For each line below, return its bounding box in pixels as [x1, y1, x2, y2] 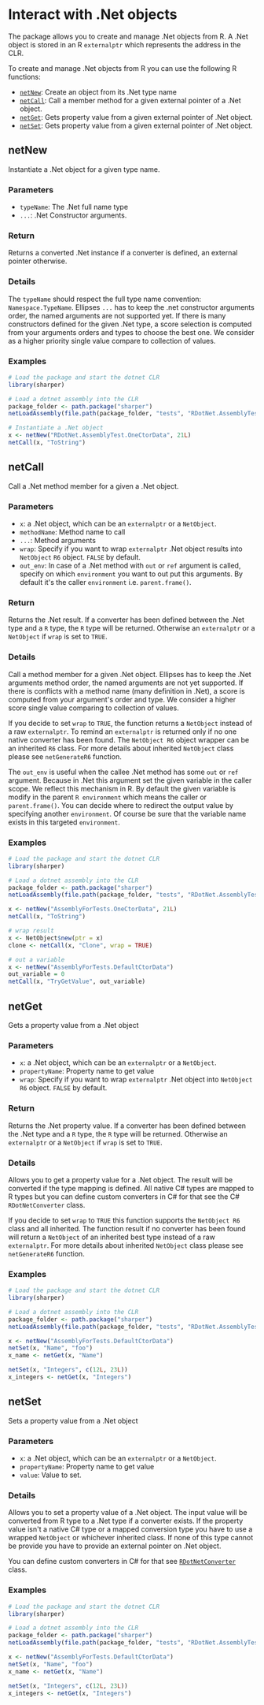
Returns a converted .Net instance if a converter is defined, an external [8, 248, 238, 258]
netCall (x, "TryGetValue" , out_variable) [8, 977, 146, 986]
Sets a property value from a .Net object [8, 1416, 139, 1425]
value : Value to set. [19, 1470, 82, 1480]
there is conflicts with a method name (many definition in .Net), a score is [8, 686, 245, 695]
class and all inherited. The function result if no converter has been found [8, 1223, 246, 1233]
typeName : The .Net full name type [19, 203, 128, 212]
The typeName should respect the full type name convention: [8, 294, 202, 303]
